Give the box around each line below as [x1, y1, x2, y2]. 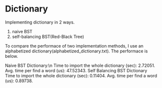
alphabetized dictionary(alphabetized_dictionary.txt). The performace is [5, 48, 148, 54]
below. [5, 53, 18, 59]
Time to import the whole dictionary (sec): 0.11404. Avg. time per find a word [5, 73, 157, 78]
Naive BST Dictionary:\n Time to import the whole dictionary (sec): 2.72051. [5, 63, 156, 68]
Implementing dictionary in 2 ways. [5, 19, 75, 25]
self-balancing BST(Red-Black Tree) [12, 34, 85, 39]
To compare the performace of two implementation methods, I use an [5, 43, 144, 49]
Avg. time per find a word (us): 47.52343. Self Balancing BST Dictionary [5, 67, 147, 73]
